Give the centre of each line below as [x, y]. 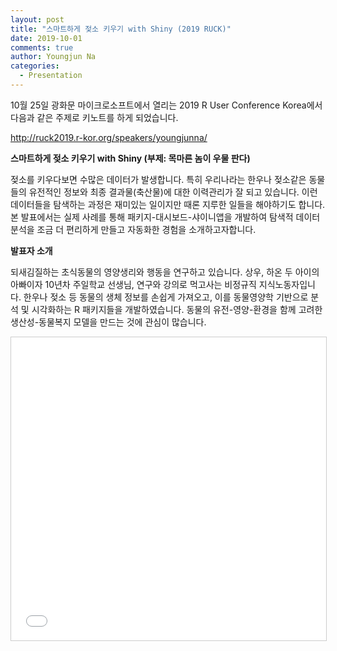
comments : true [42, 47]
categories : [35, 66]
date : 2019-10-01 [46, 38]
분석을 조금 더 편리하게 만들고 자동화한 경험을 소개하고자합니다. [133, 229]
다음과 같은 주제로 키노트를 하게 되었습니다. [94, 117]
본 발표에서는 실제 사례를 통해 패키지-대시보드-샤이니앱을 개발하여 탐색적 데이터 [165, 217]
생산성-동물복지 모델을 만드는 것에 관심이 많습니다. [108, 322]
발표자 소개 [31, 250]
